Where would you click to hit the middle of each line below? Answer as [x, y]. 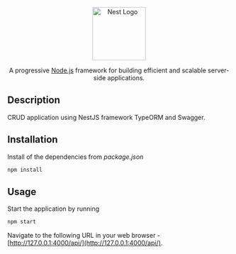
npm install [25, 170]
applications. [126, 78]
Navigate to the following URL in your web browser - [84, 236]
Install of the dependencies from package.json [75, 157]
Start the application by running [54, 209]
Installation [33, 139]
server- [219, 70]
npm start [22, 222]
